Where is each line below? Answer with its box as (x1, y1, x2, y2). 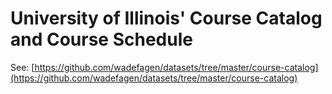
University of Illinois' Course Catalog (10, 7, 323, 30)
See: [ (10, 61, 35, 73)
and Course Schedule (10, 28, 193, 51)
